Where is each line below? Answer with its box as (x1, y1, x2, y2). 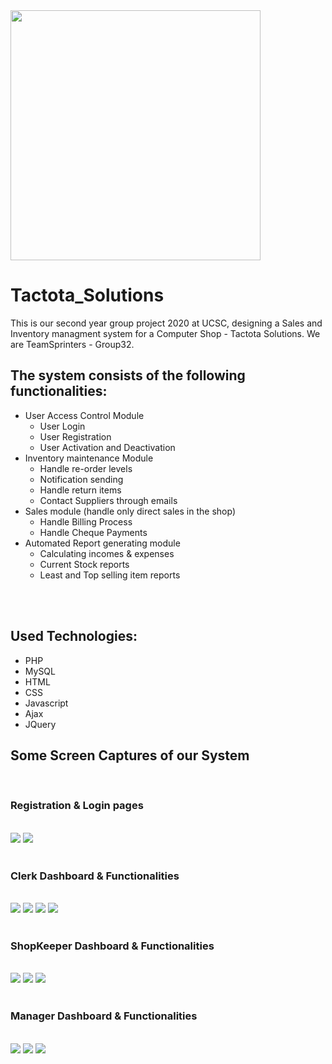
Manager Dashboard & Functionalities (10, 1009, 198, 1023)
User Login (39, 420, 86, 432)
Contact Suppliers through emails (39, 494, 178, 506)
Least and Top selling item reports (39, 569, 181, 581)
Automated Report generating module (24, 537, 181, 549)
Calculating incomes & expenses (39, 547, 175, 559)
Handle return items (39, 484, 122, 496)
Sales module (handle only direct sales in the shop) (24, 505, 236, 517)
